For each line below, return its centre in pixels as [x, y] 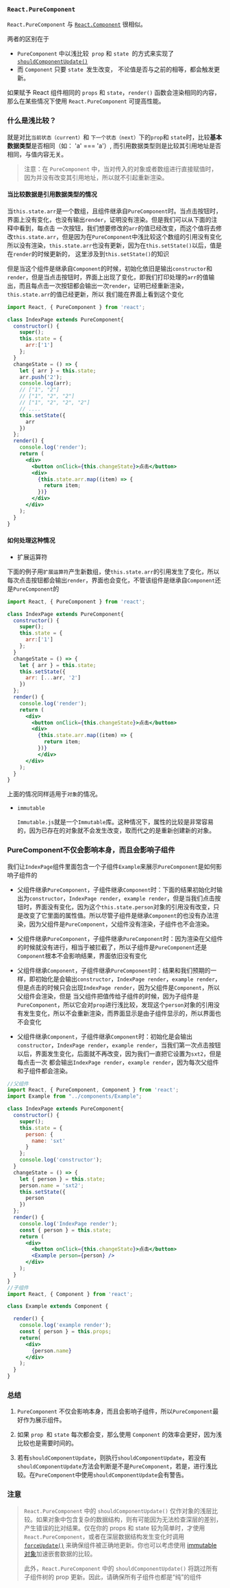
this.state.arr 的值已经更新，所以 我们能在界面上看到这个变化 [95, 294]
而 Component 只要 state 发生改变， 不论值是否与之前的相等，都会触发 [115, 69]
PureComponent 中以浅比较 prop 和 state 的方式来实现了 [95, 54]
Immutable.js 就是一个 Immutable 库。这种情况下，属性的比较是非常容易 [115, 822]
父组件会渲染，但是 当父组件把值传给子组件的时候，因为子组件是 [108, 996]
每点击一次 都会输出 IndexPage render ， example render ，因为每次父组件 [118, 1062]
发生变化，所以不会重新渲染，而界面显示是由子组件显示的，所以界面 [119, 1013]
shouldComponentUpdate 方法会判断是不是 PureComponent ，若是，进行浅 [114, 1466]
